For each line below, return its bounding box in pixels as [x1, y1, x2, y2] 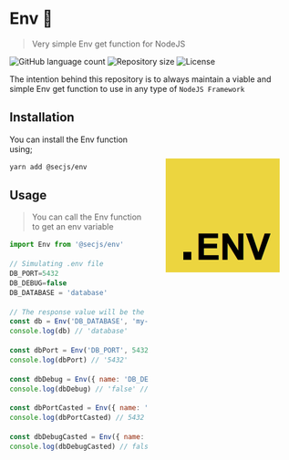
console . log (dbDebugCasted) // [9, 442, 129, 451]
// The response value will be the [9, 307, 145, 317]
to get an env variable [31, 221, 114, 232]
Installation [9, 109, 75, 126]
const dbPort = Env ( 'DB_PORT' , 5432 [9, 346, 149, 355]
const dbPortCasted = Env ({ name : [9, 404, 141, 413]
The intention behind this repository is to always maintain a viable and [9, 73, 272, 85]
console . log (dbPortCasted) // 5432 [9, 414, 145, 423]
